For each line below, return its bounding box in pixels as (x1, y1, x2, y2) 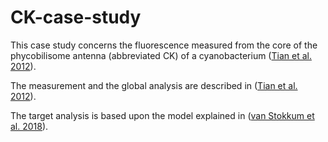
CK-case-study (10, 6, 142, 29)
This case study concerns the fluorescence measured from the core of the (10, 39, 318, 51)
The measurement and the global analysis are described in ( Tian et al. (10, 79, 298, 91)
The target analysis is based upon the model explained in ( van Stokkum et (10, 109, 315, 121)
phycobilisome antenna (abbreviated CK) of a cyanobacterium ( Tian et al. (10, 49, 312, 61)
